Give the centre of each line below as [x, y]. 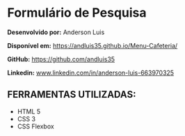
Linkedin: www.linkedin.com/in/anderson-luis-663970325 [91, 73]
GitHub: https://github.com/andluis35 [61, 59]
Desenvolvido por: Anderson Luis [56, 32]
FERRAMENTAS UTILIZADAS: [72, 95]
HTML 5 [29, 111]
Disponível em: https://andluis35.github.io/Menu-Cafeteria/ [92, 45]
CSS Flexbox [35, 126]
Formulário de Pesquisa [77, 13]
